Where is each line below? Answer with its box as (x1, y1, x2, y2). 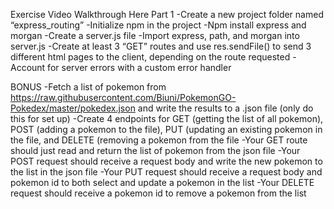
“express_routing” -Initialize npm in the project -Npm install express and (10, 19, 307, 31)
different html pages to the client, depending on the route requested (10, 51, 291, 63)
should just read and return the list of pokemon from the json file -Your (10, 145, 301, 156)
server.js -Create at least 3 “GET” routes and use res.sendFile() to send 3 (10, 40, 312, 52)
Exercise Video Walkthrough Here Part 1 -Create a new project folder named (10, 9, 324, 20)
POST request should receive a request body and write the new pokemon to (10, 155, 323, 167)
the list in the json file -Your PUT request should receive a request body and (10, 166, 323, 178)
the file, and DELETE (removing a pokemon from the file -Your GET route (10, 134, 308, 146)
